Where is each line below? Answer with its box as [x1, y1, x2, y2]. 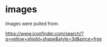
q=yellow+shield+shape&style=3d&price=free [5, 36, 102, 42]
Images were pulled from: [5, 20, 59, 27]
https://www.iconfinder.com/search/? [5, 30, 84, 36]
